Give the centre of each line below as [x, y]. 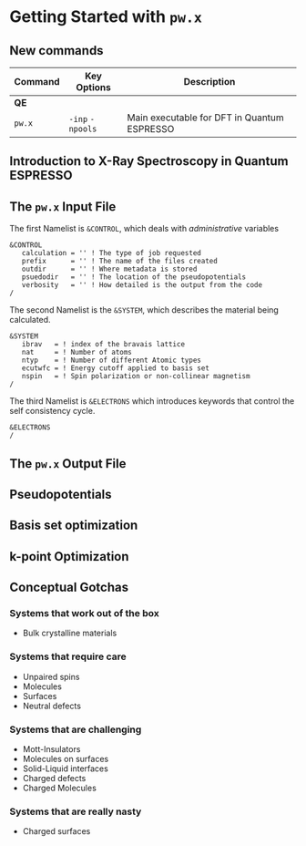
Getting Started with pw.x [106, 17]
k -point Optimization [69, 557]
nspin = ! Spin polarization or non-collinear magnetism [136, 377]
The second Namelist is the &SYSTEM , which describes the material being [144, 310]
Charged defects [54, 779]
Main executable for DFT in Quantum [205, 118]
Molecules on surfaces [66, 759]
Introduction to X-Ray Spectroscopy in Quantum [149, 161]
